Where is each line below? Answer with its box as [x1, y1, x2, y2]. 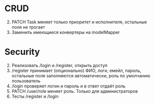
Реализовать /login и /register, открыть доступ [11, 62, 108, 68]
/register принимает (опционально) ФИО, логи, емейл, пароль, [11, 68, 141, 73]
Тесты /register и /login [11, 93, 59, 99]
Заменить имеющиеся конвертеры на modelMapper [11, 29, 120, 35]
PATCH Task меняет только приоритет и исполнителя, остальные [11, 19, 147, 25]
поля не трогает [11, 24, 45, 30]
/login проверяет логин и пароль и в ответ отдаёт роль [11, 83, 126, 89]
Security [4, 47, 40, 57]
